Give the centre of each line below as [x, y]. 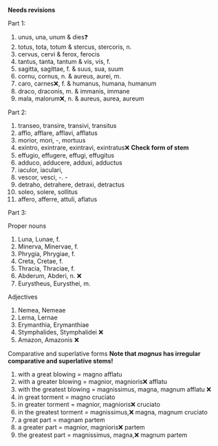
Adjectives [23, 297]
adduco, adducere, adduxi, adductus [70, 162]
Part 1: [17, 23]
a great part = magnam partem [61, 420]
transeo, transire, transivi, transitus [67, 126]
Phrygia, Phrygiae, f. [46, 254]
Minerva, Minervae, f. [48, 246]
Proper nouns [27, 226]
